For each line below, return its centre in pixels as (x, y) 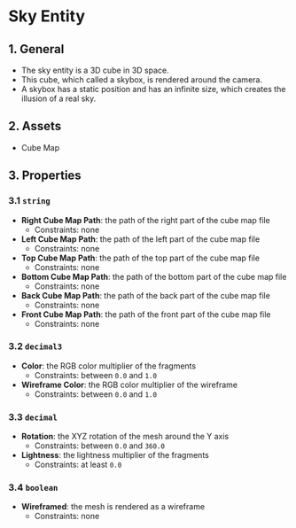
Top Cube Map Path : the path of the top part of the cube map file (140, 258)
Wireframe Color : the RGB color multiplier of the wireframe (129, 384)
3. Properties (45, 176)
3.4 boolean (33, 487)
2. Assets (35, 126)
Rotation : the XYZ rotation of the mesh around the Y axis (125, 437)
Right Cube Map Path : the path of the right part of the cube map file (146, 220)
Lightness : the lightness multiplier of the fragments (115, 455)
